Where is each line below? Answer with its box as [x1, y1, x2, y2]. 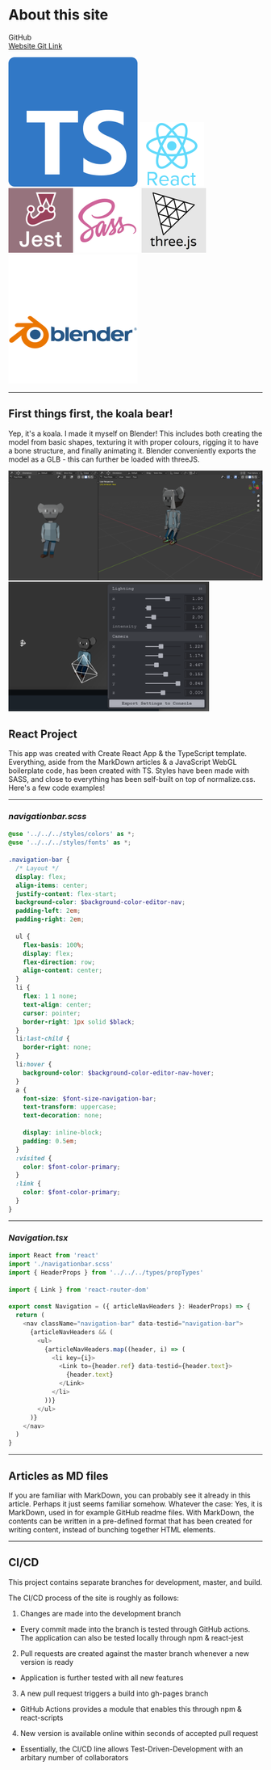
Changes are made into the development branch [19, 1608, 181, 1618]
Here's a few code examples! [8, 783, 106, 793]
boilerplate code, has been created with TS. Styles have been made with [8, 766, 250, 775]
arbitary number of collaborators [19, 1752, 129, 1762]
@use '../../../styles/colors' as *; [8, 830, 135, 839]
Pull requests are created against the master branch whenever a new [19, 1648, 250, 1658]
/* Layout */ [15, 864, 60, 872]
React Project [8, 727, 78, 741]
